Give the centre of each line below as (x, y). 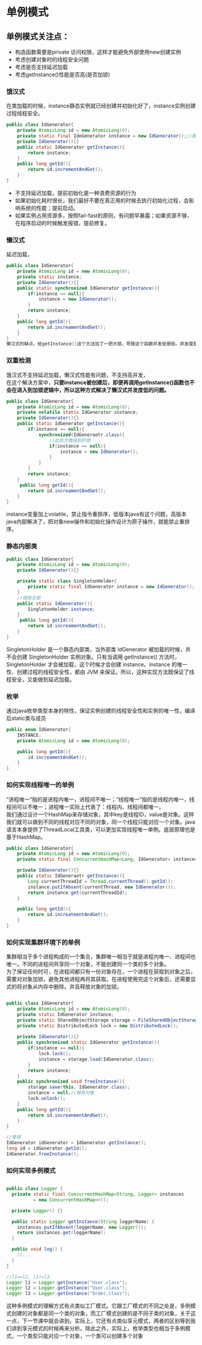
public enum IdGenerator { (38, 730)
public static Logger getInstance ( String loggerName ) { (83, 1222)
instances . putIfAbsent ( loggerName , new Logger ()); (82, 1227)
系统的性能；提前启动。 (49, 208)
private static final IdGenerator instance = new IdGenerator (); (112, 587)
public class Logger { (35, 1189)
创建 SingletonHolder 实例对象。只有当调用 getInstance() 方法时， (98, 657)
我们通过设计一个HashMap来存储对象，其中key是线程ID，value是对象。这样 (100, 814)
